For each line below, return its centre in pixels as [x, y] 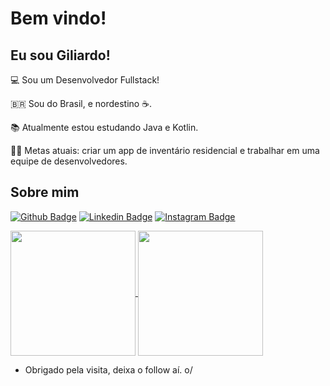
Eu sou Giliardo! [60, 55]
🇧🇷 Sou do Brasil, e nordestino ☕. [81, 103]
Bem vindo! [58, 18]
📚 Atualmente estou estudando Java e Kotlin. [104, 127]
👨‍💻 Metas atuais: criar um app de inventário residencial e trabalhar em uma [165, 150]
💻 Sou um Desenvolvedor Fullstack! [85, 80]
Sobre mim [45, 192]
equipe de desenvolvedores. [69, 161]
